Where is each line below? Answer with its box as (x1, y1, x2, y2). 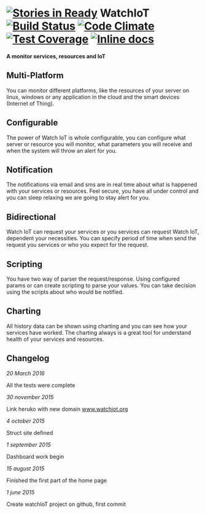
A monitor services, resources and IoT (6, 52, 106, 60)
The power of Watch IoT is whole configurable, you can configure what (6, 134, 186, 141)
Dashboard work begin (6, 453, 64, 460)
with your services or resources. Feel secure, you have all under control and (6, 187, 199, 195)
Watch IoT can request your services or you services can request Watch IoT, (6, 228, 199, 236)
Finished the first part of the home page (6, 477, 107, 484)
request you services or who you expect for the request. (6, 241, 149, 249)
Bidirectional (6, 212, 56, 222)
